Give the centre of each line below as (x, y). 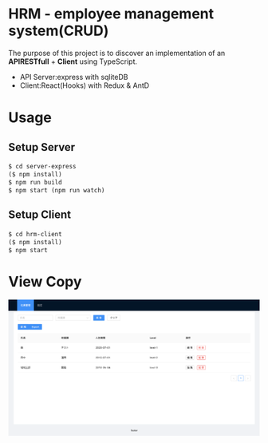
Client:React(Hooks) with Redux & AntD (85, 85)
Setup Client (40, 215)
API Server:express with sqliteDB (74, 77)
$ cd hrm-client (35, 234)
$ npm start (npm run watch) (57, 190)
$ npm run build (35, 182)
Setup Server (42, 147)
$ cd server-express (43, 166)
